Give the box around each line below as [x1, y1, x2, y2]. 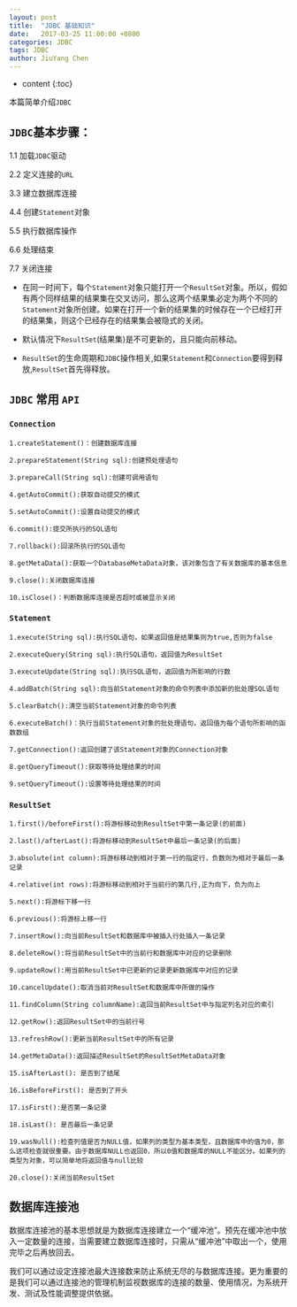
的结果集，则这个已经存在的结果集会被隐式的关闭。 [21, 315, 209, 326]
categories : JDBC [9, 37, 73, 47]
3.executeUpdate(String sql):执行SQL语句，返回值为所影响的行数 [9, 667, 232, 676]
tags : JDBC [9, 46, 49, 55]
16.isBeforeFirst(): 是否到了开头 [9, 1086, 128, 1096]
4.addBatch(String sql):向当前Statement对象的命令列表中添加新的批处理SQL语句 [9, 684, 280, 693]
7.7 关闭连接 [9, 263, 53, 273]
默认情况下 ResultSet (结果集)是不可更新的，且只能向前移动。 [21, 334, 242, 344]
